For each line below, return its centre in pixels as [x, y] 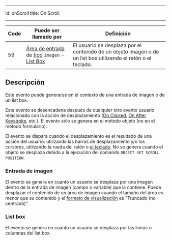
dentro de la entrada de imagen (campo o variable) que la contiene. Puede [83, 187]
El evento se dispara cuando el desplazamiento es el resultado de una [79, 136]
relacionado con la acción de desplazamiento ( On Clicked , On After [76, 115]
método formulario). [26, 126]
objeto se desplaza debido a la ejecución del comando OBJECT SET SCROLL [82, 152]
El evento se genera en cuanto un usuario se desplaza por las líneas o [78, 228]
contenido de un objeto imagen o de [116, 52]
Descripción [25, 83]
